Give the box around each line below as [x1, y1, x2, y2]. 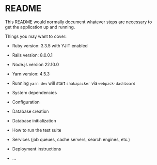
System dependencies [12, 90, 57, 95]
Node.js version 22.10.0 [12, 61, 59, 67]
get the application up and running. [5, 24, 75, 30]
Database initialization [12, 118, 57, 123]
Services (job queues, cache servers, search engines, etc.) [12, 136, 130, 142]
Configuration [12, 99, 40, 105]
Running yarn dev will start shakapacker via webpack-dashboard [12, 80, 136, 86]
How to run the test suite [12, 127, 62, 133]
